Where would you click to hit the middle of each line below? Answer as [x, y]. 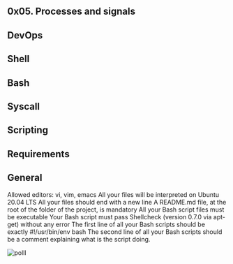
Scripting [28, 130]
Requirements [38, 154]
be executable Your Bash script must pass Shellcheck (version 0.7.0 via [110, 217]
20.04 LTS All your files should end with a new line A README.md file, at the [117, 202]
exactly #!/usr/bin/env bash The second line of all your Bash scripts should [115, 232]
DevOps [25, 35]
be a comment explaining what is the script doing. [79, 239]
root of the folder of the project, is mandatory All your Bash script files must [116, 210]
